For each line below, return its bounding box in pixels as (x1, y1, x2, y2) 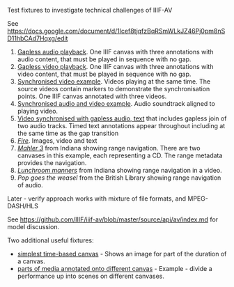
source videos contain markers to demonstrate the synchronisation (17, 85, 210, 93)
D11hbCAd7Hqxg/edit (7, 34, 68, 42)
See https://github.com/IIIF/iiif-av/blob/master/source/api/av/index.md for (7, 215, 218, 224)
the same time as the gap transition (17, 129, 119, 137)
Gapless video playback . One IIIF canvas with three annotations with (17, 63, 214, 70)
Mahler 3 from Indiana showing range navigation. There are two (17, 144, 201, 152)
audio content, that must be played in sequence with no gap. (17, 55, 192, 63)
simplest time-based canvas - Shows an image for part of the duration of (17, 250, 227, 258)
